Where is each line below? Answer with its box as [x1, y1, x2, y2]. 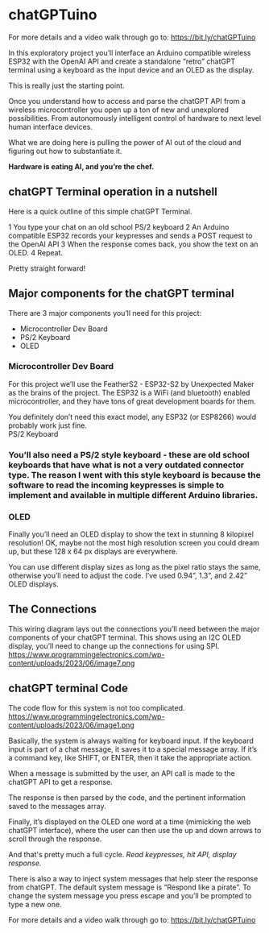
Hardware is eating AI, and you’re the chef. [8, 161, 155, 171]
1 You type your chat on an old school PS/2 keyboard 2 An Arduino [8, 222, 230, 231]
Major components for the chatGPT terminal [8, 287, 235, 301]
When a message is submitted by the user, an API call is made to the [8, 768, 235, 778]
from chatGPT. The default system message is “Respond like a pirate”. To [8, 882, 251, 892]
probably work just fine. [8, 421, 87, 430]
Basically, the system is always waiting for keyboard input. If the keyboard [8, 736, 254, 745]
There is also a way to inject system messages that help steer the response [8, 873, 259, 883]
